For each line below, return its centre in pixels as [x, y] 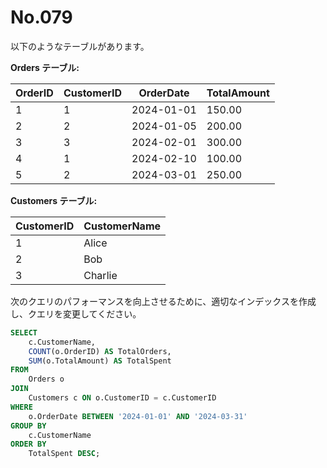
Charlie [100, 275]
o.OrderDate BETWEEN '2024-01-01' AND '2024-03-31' [138, 416]
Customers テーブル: [54, 200]
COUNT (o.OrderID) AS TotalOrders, [100, 351]
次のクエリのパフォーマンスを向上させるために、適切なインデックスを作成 [163, 301]
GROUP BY [28, 426]
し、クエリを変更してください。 [76, 313]
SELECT [24, 332]
